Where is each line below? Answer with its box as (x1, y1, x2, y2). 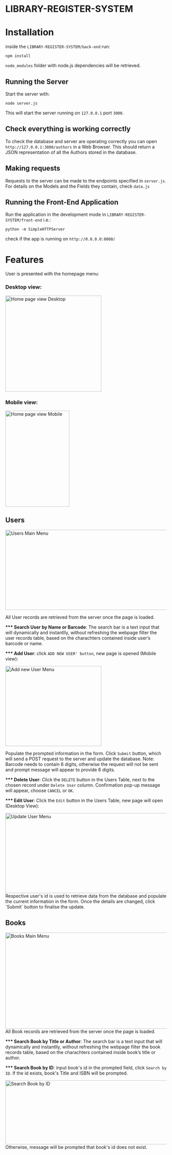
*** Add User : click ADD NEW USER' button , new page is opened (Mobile (5, 650, 156, 656)
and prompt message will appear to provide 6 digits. (5, 766, 115, 773)
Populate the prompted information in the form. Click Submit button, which (5, 750, 161, 756)
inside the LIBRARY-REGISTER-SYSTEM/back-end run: (5, 44, 110, 50)
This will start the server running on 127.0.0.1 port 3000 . (5, 110, 124, 116)
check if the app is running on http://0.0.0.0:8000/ (5, 236, 116, 242)
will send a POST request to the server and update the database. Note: (5, 756, 155, 762)
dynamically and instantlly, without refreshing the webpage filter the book (5, 1044, 161, 1050)
